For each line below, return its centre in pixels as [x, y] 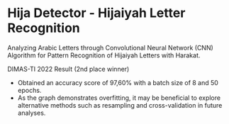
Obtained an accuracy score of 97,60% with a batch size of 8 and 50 [118, 82]
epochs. [29, 90]
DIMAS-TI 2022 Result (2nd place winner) [68, 69]
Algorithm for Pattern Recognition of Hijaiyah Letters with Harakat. [104, 55]
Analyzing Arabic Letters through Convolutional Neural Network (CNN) [111, 47]
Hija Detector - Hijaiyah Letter [96, 13]
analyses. [32, 113]
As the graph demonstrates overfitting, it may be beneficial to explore [119, 98]
